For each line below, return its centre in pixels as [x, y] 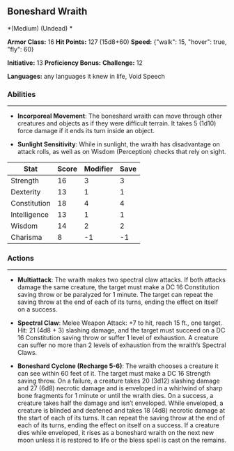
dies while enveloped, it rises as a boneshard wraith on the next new [116, 433]
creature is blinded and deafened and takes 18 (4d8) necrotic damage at [121, 411]
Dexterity [26, 192]
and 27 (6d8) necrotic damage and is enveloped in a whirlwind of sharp [120, 388]
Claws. [27, 353]
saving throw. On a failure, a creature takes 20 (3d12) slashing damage [119, 381]
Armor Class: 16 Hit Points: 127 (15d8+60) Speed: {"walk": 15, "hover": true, [117, 42]
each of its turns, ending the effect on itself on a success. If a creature [118, 425]
